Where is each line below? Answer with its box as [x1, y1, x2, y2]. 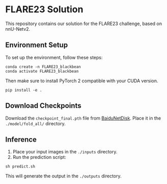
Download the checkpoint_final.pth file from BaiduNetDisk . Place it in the [5, 115, 161, 121]
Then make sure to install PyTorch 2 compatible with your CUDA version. [5, 78, 158, 84]
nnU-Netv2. [5, 26, 31, 32]
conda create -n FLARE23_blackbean [5, 64, 81, 70]
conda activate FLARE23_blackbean [5, 68, 79, 74]
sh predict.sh [5, 164, 36, 169]
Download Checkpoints [5, 101, 82, 110]
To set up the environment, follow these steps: [5, 54, 103, 60]
